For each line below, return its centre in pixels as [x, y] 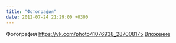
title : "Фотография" [32, 11]
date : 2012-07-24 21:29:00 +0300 [47, 17]
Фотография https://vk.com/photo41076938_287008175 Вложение [88, 34]
